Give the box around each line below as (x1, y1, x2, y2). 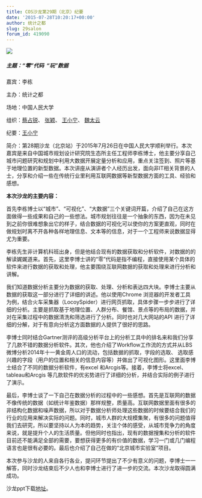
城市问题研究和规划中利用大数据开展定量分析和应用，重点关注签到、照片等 (6, 157, 191, 164)
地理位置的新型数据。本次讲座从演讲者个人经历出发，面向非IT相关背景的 (11, 165, 191, 172)
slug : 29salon (6, 25, 42, 32)
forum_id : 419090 (6, 31, 50, 37)
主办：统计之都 (6, 91, 43, 98)
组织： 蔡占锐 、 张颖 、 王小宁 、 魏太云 (6, 117, 100, 124)
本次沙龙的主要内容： (6, 192, 59, 200)
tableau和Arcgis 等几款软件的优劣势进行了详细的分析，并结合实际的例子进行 (6, 371, 195, 379)
